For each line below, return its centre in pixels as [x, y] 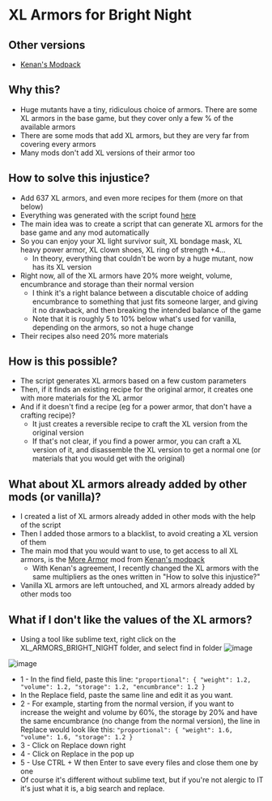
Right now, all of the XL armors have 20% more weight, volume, [126, 275]
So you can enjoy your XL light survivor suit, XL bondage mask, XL [131, 240]
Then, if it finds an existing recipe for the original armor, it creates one [136, 390]
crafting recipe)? [47, 415]
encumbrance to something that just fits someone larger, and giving [145, 301]
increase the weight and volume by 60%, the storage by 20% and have [138, 712]
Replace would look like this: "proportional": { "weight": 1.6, [126, 730]
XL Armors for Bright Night [100, 15]
